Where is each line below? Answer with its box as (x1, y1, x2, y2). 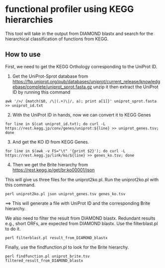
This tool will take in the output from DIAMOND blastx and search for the (5, 30, 153, 36)
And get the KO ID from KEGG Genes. (12, 138, 89, 145)
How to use (5, 50, 41, 59)
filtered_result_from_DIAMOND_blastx (5, 258, 83, 263)
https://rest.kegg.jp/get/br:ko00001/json (12, 167, 95, 173)
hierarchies (5, 14, 53, 25)
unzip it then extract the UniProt (93, 84, 159, 90)
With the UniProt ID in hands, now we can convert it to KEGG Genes (12, 112, 151, 118)
